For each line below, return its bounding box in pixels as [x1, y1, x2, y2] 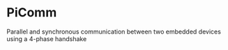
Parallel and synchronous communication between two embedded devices [6, 27, 221, 36]
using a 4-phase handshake [6, 34, 87, 42]
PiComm [6, 5, 57, 21]
